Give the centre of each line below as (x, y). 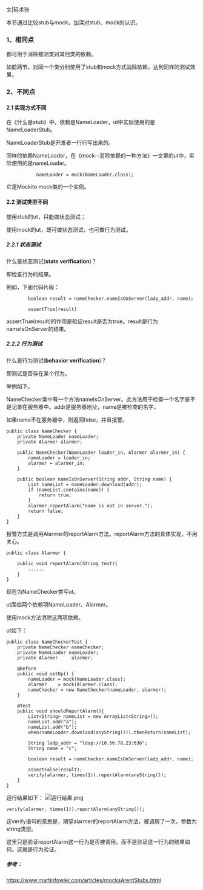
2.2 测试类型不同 (27, 202)
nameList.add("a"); (53, 721)
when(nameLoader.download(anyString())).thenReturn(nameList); (109, 732)
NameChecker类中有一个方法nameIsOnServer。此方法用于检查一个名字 (95, 399)
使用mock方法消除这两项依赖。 (45, 617)
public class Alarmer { (36, 553)
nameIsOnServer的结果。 (38, 329)
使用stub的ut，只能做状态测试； (46, 217)
